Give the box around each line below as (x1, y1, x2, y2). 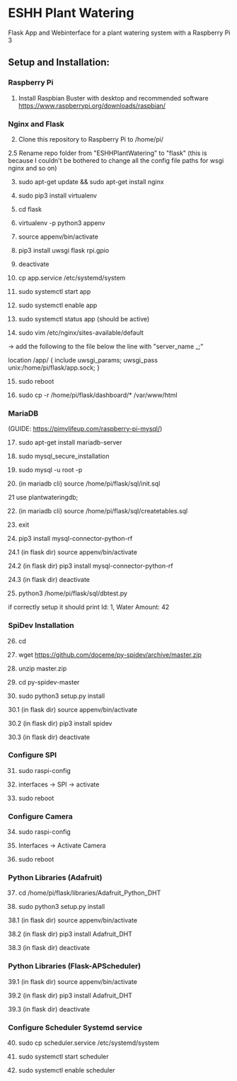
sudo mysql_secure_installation (18, 452, 110, 461)
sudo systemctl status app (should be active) (18, 314, 150, 323)
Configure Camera (8, 811, 74, 821)
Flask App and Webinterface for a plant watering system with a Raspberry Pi (8, 28, 231, 37)
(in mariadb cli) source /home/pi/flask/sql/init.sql (18, 479, 161, 488)
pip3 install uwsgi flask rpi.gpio (18, 246, 110, 254)
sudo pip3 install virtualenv (18, 191, 98, 200)
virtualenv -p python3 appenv (18, 218, 105, 227)
